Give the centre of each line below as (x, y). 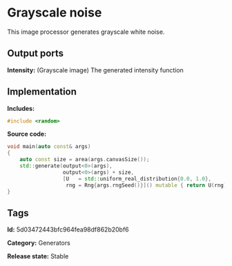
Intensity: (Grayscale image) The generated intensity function (96, 70)
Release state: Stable (38, 256)
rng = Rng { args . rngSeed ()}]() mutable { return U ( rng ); (148, 185)
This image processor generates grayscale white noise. (86, 32)
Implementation (42, 92)
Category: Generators (39, 243)
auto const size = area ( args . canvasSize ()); (85, 160)
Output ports (36, 53)
